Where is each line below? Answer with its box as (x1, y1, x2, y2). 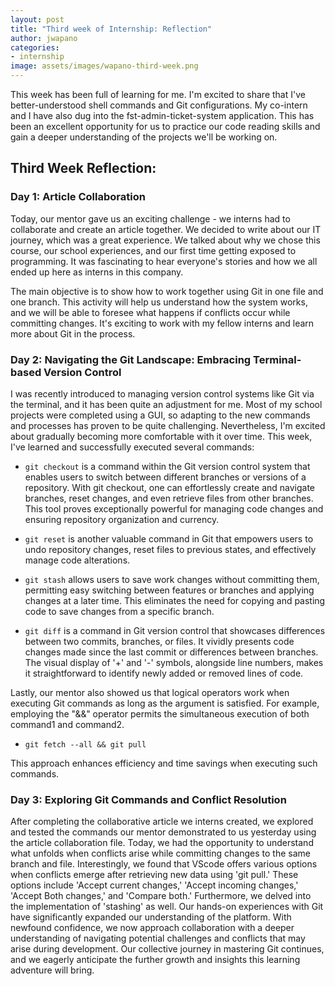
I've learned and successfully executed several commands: (10, 441, 255, 453)
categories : (10, 42, 60, 53)
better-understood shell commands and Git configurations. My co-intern (10, 99, 308, 111)
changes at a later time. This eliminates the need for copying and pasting (24, 594, 326, 606)
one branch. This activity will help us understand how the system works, (10, 296, 308, 308)
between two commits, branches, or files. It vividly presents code (24, 635, 295, 647)
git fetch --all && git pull (24, 739, 147, 750)
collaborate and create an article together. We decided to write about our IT (10, 223, 322, 235)
